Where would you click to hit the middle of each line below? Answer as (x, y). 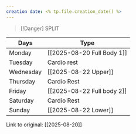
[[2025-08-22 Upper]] (80, 72)
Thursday (22, 81)
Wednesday (25, 72)
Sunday (20, 110)
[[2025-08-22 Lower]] (80, 110)
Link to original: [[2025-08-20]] (44, 125)
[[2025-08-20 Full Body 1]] (87, 52)
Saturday (21, 101)
